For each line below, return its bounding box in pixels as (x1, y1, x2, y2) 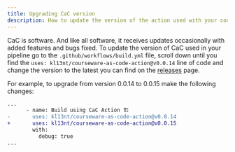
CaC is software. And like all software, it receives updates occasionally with (7, 36, 225, 44)
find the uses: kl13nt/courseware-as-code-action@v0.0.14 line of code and (7, 58, 224, 67)
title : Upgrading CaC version (7, 10, 96, 18)
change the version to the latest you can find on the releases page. (7, 66, 201, 74)
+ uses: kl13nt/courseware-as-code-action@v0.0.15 (7, 120, 177, 127)
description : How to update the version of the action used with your (7, 17, 218, 24)
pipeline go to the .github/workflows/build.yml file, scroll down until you (7, 50, 218, 60)
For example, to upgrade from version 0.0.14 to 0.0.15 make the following (7, 79, 216, 88)
